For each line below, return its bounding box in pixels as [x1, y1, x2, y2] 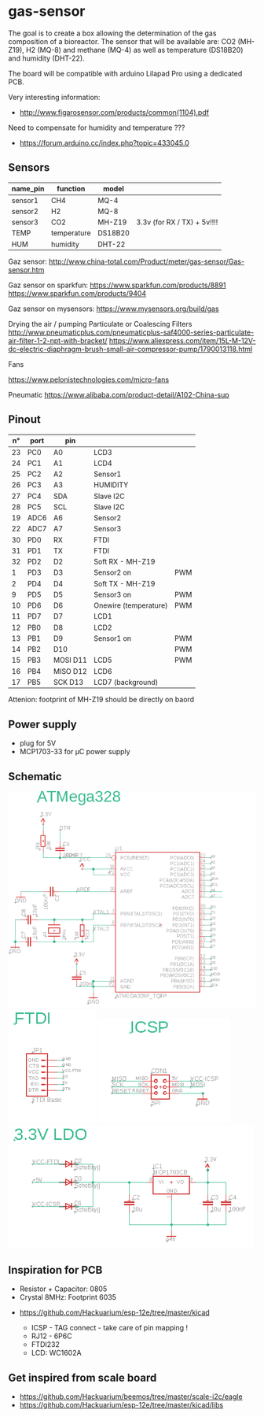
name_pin [11, 184, 45, 194]
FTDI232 [31, 1340, 60, 1349]
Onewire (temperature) [93, 601, 168, 610]
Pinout [8, 413, 42, 427]
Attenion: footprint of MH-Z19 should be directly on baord [8, 695, 195, 705]
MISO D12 [53, 666, 88, 675]
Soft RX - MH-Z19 [93, 557, 156, 567]
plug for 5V [19, 738, 57, 748]
